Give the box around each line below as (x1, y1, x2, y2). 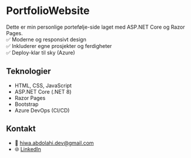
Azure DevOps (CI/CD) (14, 107, 70, 114)
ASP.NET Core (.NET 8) (14, 88, 72, 95)
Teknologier (6, 66, 51, 77)
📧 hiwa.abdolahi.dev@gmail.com (14, 139, 94, 146)
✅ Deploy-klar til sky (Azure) (6, 49, 75, 56)
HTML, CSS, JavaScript (14, 82, 72, 89)
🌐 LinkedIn (14, 145, 41, 153)
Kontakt (6, 124, 36, 134)
